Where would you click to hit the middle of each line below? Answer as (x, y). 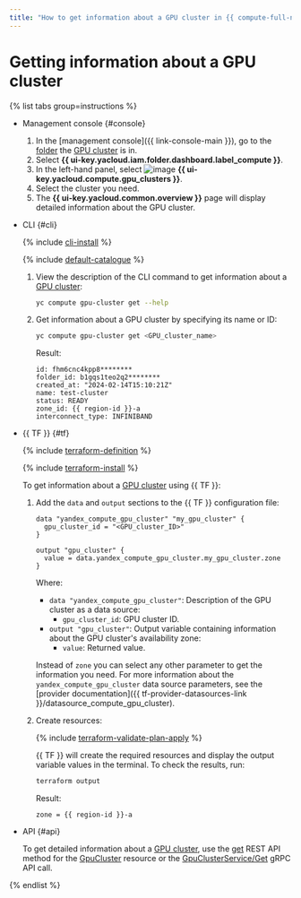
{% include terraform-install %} (80, 468)
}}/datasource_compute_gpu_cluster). (105, 704)
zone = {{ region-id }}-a (84, 815)
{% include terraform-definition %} (87, 451)
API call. (37, 868)
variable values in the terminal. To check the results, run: (140, 765)
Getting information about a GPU (133, 61)
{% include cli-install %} (67, 242)
